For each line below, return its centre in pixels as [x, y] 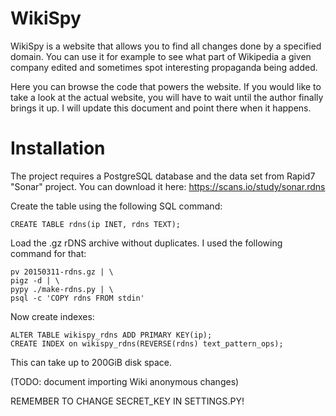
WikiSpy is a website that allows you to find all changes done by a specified [166, 46]
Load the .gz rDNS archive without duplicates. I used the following [146, 243]
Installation [58, 148]
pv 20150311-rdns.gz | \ [62, 272]
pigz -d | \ [35, 280]
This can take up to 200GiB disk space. [91, 362]
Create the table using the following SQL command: [116, 206]
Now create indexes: [52, 316]
